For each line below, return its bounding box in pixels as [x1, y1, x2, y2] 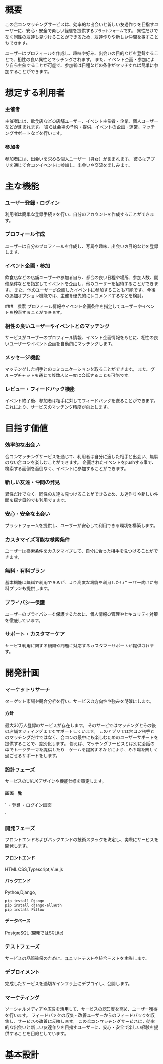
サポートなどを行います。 [13, 130, 65, 136]
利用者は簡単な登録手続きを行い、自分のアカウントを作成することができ [5, 211, 150, 217]
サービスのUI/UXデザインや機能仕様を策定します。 [5, 778, 106, 784]
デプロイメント [5, 969, 40, 976]
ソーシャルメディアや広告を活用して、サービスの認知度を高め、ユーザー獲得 [5, 1006, 158, 1012]
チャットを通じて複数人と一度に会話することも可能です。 [18, 372, 132, 378]
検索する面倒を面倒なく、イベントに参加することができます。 [5, 466, 128, 472]
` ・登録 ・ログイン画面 [5, 802, 52, 808]
